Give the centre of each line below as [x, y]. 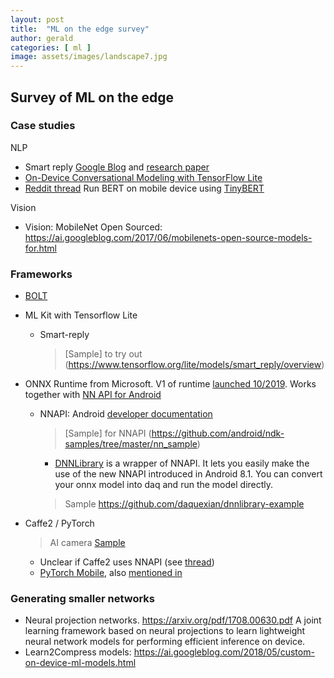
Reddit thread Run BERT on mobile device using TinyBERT [144, 188]
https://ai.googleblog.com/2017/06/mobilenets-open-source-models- [168, 237]
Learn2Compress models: [78, 652]
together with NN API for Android [93, 395]
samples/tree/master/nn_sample [131, 444]
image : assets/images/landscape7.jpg [89, 57]
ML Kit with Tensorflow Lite [81, 315]
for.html [40, 248]
